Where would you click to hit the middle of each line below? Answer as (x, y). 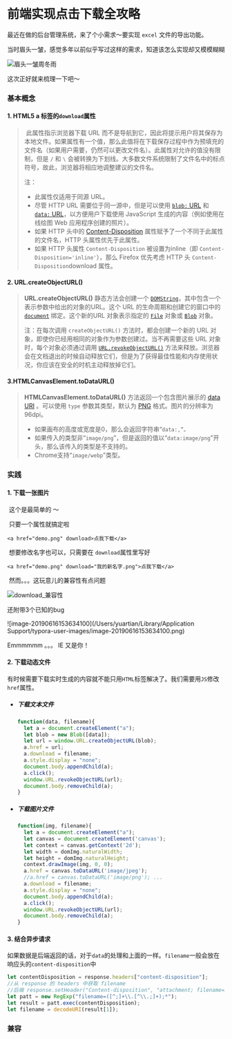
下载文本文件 (35, 704)
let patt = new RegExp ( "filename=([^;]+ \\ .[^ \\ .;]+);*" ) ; (92, 997)
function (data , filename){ (56, 722)
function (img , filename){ (54, 826)
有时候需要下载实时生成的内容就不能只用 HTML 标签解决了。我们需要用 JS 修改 (113, 679)
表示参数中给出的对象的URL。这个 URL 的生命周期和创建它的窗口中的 (122, 307)
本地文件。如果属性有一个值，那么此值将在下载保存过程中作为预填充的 (124, 142)
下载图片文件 (35, 809)
